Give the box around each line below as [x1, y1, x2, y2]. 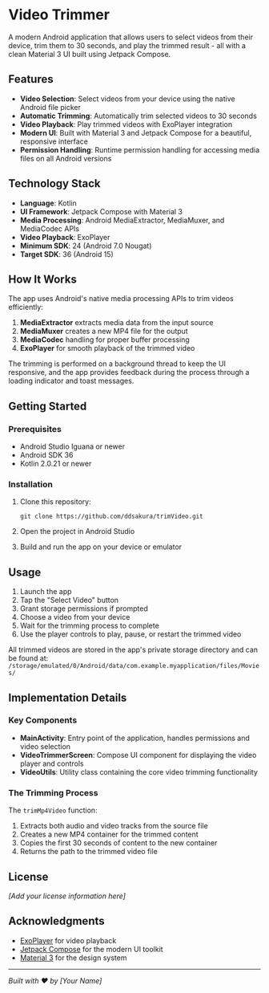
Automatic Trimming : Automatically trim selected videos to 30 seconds [19, 111, 258, 120]
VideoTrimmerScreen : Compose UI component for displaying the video [19, 750, 257, 759]
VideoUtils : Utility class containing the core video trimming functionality [19, 767, 259, 776]
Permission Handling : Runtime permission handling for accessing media [19, 144, 260, 154]
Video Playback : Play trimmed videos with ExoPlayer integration [19, 119, 233, 129]
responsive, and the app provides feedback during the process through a [8, 368, 250, 377]
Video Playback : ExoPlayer [19, 232, 110, 242]
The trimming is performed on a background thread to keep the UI [8, 359, 227, 368]
